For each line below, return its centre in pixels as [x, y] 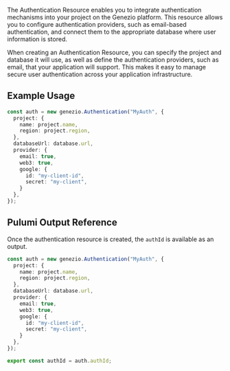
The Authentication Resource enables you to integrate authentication [104, 10]
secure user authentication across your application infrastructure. [100, 74]
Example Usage [41, 96]
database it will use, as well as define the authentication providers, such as [113, 60]
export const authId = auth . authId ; [59, 361]
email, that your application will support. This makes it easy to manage [106, 67]
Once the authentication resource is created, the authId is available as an [111, 239]
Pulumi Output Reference [62, 223]
